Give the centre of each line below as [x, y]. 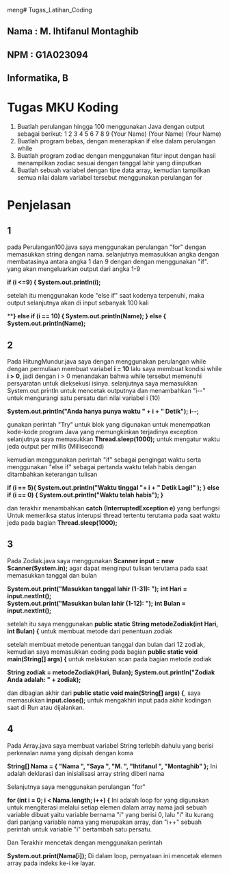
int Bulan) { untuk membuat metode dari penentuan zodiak [90, 631]
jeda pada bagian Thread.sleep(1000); [62, 522]
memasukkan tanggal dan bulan [52, 575]
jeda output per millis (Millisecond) [56, 446]
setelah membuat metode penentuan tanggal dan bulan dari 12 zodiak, [106, 644]
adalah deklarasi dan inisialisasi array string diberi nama [86, 773]
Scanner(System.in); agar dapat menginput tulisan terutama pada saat [107, 568]
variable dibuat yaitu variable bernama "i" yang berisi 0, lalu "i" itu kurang [110, 814]
